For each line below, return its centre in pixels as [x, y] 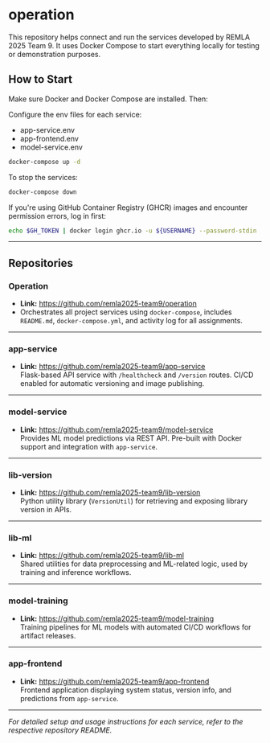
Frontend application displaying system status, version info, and [125, 690]
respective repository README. [60, 730]
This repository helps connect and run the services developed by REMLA [129, 37]
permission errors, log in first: [57, 216]
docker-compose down [43, 192]
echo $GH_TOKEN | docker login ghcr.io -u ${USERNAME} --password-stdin [133, 231]
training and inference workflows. [76, 573]
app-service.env [47, 129]
